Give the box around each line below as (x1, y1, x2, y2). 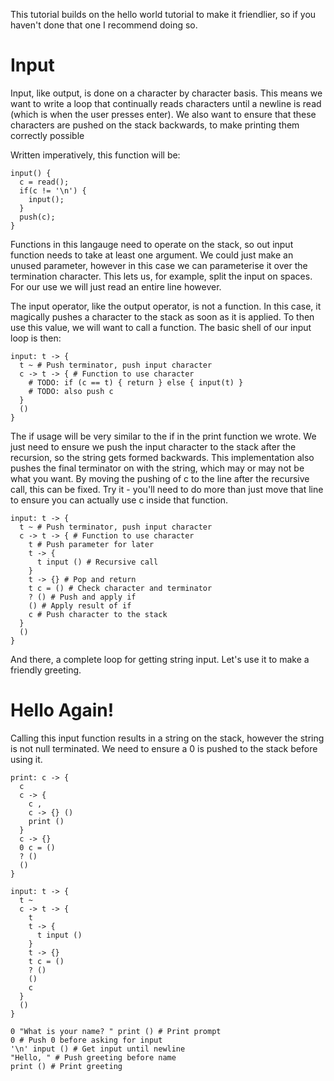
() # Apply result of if (28, 600, 132, 611)
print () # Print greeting (10, 1061, 123, 1071)
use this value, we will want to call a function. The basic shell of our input (10, 321, 312, 333)
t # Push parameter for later (28, 539, 155, 549)
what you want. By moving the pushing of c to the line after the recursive (10, 472, 310, 484)
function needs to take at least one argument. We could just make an (10, 249, 294, 261)
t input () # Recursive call (36, 557, 159, 567)
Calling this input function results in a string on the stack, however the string (10, 732, 325, 744)
